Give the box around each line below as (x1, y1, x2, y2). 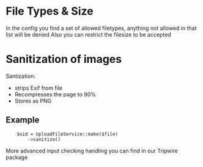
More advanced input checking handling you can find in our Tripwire (6, 147, 178, 154)
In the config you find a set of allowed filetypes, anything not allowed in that (6, 24, 197, 32)
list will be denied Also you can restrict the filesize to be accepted (6, 30, 172, 38)
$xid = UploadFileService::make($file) (17, 131, 119, 137)
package (6, 154, 28, 161)
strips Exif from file (14, 84, 62, 91)
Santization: (6, 72, 36, 80)
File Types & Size (6, 4, 94, 18)
